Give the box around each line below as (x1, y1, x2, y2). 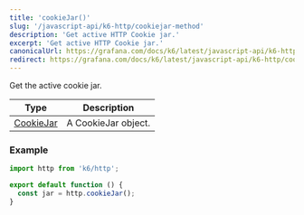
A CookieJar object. (66, 117, 151, 129)
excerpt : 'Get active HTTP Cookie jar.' (9, 38, 165, 48)
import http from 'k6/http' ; (9, 164, 119, 173)
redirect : (9, 55, 47, 64)
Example (9, 144, 49, 156)
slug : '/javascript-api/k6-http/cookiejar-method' (9, 22, 204, 31)
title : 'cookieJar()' (9, 13, 91, 23)
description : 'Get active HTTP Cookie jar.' (9, 30, 180, 39)
